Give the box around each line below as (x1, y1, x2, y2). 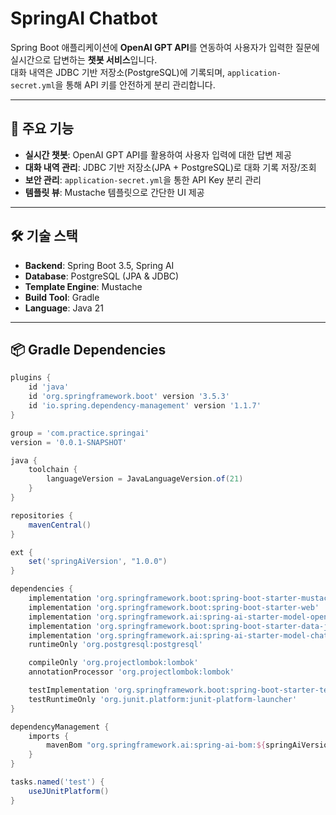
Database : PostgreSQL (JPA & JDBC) (24, 270, 180, 282)
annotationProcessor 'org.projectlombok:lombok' (28, 667, 235, 677)
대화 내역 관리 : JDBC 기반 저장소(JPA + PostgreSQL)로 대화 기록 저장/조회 (24, 161, 317, 173)
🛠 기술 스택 (10, 228, 78, 245)
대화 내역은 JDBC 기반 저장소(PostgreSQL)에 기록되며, (10, 66, 226, 78)
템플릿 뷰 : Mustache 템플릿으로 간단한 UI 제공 (24, 186, 205, 198)
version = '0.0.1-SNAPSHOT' (10, 437, 128, 447)
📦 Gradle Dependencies (10, 341, 167, 358)
